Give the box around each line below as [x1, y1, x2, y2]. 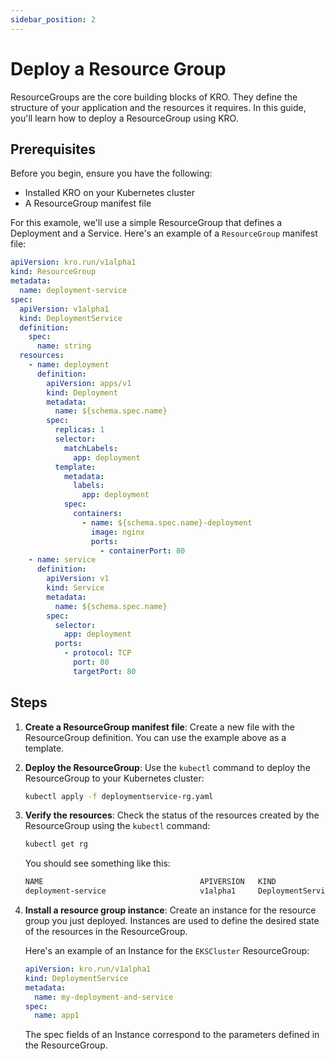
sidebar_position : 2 [10, 14, 97, 25]
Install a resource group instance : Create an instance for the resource [24, 904, 317, 916]
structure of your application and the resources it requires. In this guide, [10, 101, 307, 113]
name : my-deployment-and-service [34, 992, 174, 1002]
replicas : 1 [54, 425, 105, 435]
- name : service [28, 555, 97, 565]
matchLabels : [63, 443, 118, 453]
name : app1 [34, 1011, 80, 1021]
